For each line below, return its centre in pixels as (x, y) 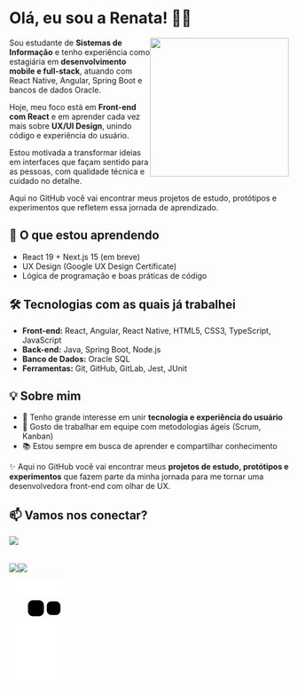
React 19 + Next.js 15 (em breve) (81, 257)
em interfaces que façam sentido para (79, 162)
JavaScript (42, 340)
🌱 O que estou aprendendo (84, 236)
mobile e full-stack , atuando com (71, 71)
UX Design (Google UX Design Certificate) (99, 266)
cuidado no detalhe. (46, 180)
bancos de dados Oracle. (55, 90)
